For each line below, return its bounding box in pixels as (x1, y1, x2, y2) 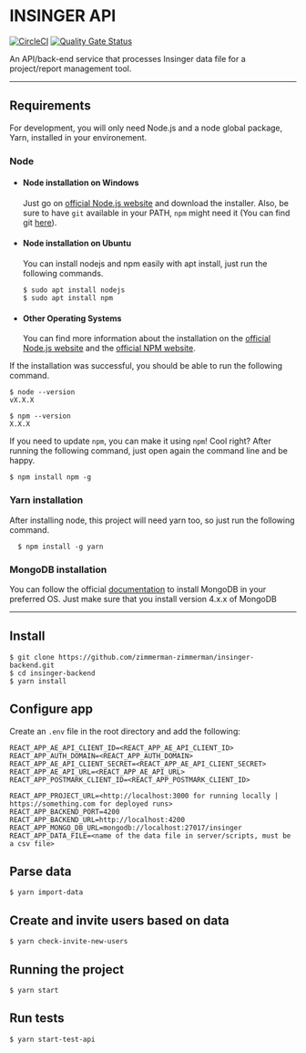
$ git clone (9, 652, 55, 662)
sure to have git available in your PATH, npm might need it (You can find (22, 207, 291, 218)
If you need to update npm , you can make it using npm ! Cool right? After (9, 435, 271, 447)
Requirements (9, 98, 91, 114)
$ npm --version (9, 412, 71, 421)
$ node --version (9, 388, 76, 397)
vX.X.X (9, 396, 35, 405)
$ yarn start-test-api (9, 1035, 96, 1044)
